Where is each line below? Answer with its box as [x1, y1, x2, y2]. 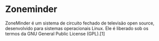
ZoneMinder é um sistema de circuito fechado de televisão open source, [5, 20, 154, 26]
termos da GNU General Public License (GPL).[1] [5, 30, 105, 36]
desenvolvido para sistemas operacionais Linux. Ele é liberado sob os [5, 25, 148, 31]
